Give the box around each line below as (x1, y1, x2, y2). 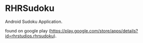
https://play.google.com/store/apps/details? (50, 28, 138, 33)
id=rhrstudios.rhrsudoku (5, 33, 54, 39)
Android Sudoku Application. (5, 19, 63, 24)
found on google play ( (5, 28, 51, 33)
